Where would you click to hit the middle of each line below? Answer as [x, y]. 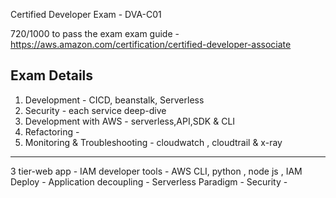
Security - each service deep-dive [95, 110]
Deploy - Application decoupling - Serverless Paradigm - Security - [149, 181]
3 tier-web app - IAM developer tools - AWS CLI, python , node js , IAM [156, 171]
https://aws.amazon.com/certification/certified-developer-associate [151, 44]
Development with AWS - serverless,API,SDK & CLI [130, 121]
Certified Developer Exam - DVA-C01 [86, 14]
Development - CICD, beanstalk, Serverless [114, 100]
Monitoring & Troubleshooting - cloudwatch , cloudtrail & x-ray [153, 142]
